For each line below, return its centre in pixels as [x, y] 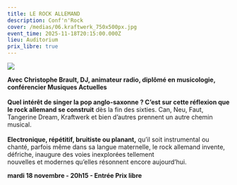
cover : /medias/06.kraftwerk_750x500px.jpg [72, 27]
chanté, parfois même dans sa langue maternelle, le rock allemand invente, [116, 147]
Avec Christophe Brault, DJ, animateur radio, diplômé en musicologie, [111, 79]
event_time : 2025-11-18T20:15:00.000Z [64, 33]
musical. [19, 125]
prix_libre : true [33, 46]
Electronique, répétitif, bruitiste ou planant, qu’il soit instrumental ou [108, 139]
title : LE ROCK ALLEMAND [44, 14]
